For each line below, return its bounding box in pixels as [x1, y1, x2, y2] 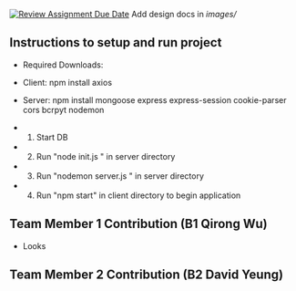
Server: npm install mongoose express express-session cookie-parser [22, 94, 287, 105]
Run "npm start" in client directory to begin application [36, 190, 241, 201]
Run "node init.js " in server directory [36, 151, 176, 161]
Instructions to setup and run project [9, 35, 222, 50]
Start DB [36, 131, 68, 142]
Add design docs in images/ [131, 9, 237, 19]
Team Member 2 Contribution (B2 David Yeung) [9, 267, 284, 283]
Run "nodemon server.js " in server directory [36, 170, 205, 182]
